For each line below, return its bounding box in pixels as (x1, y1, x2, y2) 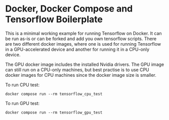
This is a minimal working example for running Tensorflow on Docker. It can (5, 30, 162, 36)
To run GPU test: (5, 100, 40, 106)
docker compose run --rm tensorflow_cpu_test (5, 91, 102, 96)
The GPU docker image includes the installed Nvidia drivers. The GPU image (5, 61, 164, 67)
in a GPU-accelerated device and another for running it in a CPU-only (5, 46, 150, 52)
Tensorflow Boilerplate (5, 14, 103, 25)
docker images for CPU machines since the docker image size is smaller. (5, 72, 156, 78)
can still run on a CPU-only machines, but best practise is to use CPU (5, 66, 150, 73)
